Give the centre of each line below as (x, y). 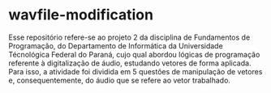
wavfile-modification (81, 15)
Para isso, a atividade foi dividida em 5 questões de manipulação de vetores (135, 71)
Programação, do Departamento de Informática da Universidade (116, 45)
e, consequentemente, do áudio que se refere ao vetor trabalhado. (120, 80)
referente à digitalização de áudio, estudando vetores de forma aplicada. (130, 63)
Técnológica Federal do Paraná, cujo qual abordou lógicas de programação (134, 54)
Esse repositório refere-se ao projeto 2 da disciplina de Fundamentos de (129, 37)
